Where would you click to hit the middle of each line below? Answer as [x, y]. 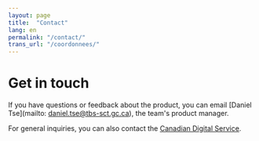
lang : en [22, 30]
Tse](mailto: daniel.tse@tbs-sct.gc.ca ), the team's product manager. [119, 114]
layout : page [29, 15]
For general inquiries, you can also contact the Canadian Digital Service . [125, 128]
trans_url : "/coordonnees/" [54, 45]
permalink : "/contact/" [47, 37]
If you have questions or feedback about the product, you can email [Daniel [130, 105]
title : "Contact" [38, 23]
